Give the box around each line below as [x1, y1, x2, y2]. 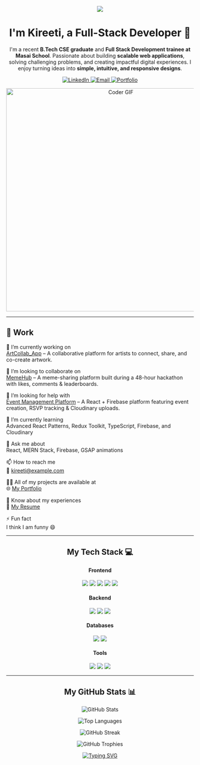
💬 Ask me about [6, 440, 45, 447]
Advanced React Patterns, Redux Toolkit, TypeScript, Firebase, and [6, 422, 171, 429]
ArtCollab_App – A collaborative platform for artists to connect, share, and [6, 349, 187, 357]
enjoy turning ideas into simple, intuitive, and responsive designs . [17, 64, 183, 71]
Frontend [88, 566, 112, 574]
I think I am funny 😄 [6, 523, 55, 530]
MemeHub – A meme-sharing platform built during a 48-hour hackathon [6, 374, 183, 381]
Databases [86, 622, 114, 629]
